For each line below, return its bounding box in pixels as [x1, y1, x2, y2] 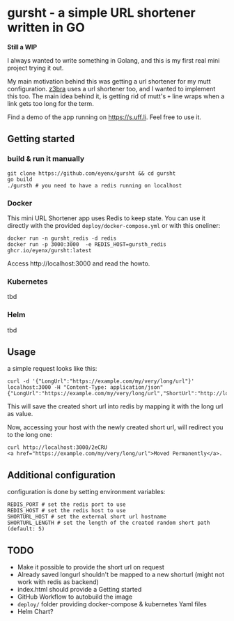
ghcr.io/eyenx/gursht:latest [7, 247, 92, 254]
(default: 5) [7, 526, 45, 532]
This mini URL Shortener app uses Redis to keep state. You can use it [7, 214, 205, 222]
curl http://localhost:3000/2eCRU [7, 444, 108, 451]
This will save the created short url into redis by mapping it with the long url [7, 402, 224, 411]
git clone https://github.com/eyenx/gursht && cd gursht [7, 169, 176, 177]
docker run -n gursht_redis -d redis [7, 235, 117, 242]
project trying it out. [7, 63, 64, 72]
